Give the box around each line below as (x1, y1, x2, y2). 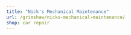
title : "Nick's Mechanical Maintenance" (6, 8, 110, 15)
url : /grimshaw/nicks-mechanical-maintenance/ (6, 14, 126, 20)
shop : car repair (6, 20, 50, 26)
